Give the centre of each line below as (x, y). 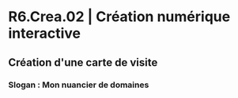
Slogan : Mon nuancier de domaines (79, 85)
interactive (45, 33)
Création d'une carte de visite (83, 62)
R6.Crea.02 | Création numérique (119, 17)
